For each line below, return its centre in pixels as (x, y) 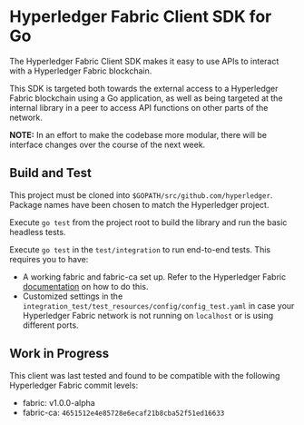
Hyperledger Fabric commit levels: (74, 385)
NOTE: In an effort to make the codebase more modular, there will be (138, 134)
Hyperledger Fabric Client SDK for (141, 17)
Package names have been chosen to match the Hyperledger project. (139, 204)
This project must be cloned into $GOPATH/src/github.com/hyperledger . (141, 195)
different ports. (50, 325)
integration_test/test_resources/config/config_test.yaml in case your (158, 305)
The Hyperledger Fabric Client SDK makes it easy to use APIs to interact (144, 61)
